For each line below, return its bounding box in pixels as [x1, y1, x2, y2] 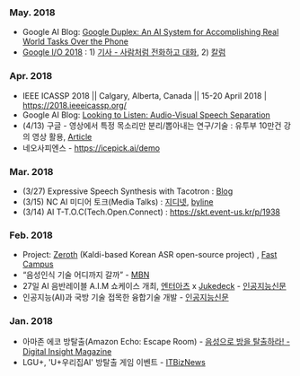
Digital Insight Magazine [22, 346, 112, 357]
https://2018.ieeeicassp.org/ [22, 100, 128, 110]
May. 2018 [9, 6, 56, 19]
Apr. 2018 [9, 70, 53, 83]
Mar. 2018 [9, 165, 54, 178]
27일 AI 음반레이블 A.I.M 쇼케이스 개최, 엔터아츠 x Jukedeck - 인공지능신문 [22, 281, 287, 292]
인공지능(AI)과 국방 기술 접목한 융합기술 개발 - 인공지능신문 [22, 292, 229, 302]
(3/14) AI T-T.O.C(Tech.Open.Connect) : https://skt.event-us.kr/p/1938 [22, 206, 281, 217]
